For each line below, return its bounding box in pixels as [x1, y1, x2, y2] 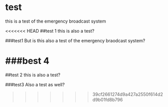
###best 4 [5, 55, 50, 67]
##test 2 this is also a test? [5, 72, 61, 78]
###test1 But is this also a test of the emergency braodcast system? [5, 37, 145, 44]
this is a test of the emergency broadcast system [5, 18, 106, 24]
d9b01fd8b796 [92, 96, 123, 102]
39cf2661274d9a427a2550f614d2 [92, 91, 163, 97]
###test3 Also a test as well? [5, 81, 65, 87]
